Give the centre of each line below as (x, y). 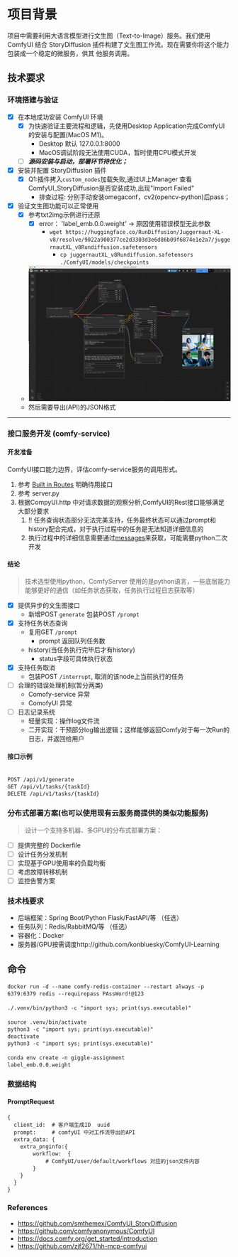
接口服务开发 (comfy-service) (59, 434)
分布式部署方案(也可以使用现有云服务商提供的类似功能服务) (108, 813)
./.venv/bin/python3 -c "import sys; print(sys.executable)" (100, 1008)
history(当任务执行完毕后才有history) (82, 649)
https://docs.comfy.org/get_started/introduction (87, 1239)
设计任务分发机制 (42, 854)
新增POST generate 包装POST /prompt (84, 614)
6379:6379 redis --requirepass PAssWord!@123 (75, 994)
